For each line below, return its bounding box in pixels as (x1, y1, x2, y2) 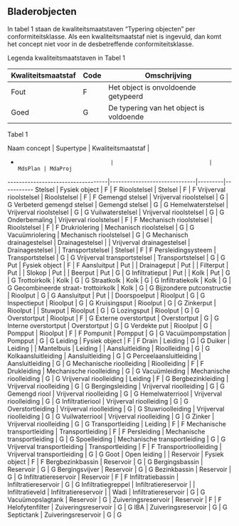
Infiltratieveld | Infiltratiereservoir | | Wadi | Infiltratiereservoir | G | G (7, 488, 206, 496)
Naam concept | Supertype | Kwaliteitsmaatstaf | (7, 144, 150, 152)
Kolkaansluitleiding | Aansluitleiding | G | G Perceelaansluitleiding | (7, 352, 201, 360)
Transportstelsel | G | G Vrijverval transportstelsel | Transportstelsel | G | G (7, 253, 225, 262)
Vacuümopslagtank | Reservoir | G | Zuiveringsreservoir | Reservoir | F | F (7, 495, 222, 504)
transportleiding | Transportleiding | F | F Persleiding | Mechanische (7, 427, 206, 436)
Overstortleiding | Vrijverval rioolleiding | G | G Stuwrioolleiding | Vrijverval (7, 404, 225, 413)
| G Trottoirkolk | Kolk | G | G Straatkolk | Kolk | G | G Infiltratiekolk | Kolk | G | (7, 275, 231, 284)
